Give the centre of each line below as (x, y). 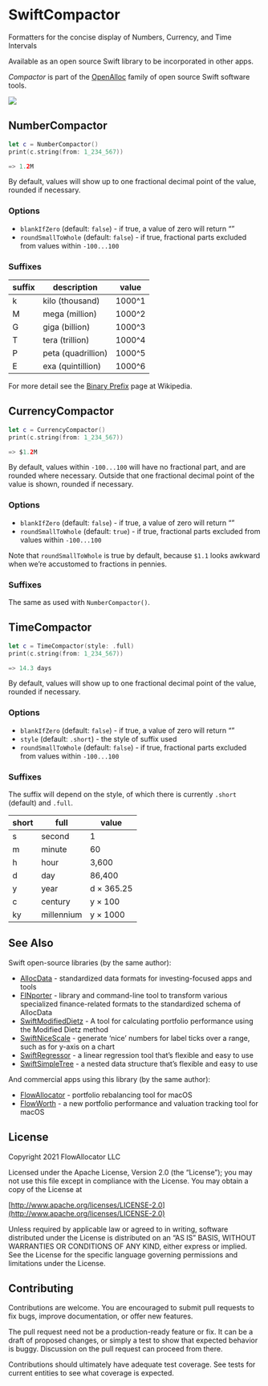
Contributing (41, 1289)
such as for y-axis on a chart (67, 1047)
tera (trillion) (66, 339)
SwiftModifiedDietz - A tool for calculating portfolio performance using (136, 1021)
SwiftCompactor (64, 15)
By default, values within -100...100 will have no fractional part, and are (127, 467)
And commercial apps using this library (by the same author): (110, 1079)
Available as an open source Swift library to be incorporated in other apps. (131, 61)
